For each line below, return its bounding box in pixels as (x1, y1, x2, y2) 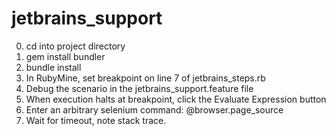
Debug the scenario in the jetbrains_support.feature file (25, 82, 254, 94)
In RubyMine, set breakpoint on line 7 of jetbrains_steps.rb (25, 72, 266, 84)
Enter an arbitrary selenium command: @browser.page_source (25, 103, 284, 116)
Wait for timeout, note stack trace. (25, 114, 167, 126)
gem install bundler (25, 50, 106, 62)
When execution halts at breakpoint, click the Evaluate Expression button (25, 93, 327, 105)
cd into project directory (25, 40, 126, 52)
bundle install (25, 61, 82, 73)
